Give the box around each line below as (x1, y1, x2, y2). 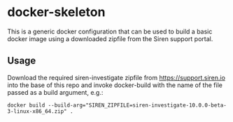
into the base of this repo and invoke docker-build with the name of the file (7, 81, 223, 89)
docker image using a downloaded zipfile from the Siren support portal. (7, 34, 213, 43)
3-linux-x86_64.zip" (7, 107, 68, 115)
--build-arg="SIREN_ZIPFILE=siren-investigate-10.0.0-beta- (48, 102, 227, 109)
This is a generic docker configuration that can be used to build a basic (7, 27, 213, 36)
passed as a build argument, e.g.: (7, 88, 104, 96)
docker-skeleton (7, 4, 106, 20)
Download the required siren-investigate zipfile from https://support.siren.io (7, 73, 226, 82)
